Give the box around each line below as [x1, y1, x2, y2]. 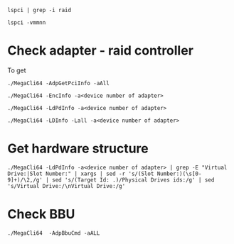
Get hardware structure [7, 140, 149, 157]
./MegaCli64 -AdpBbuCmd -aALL [7, 229, 100, 237]
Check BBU [7, 206, 75, 223]
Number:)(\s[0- [156, 170, 202, 177]
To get [7, 66, 26, 74]
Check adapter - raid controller [7, 43, 194, 59]
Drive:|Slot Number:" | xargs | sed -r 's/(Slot [7, 170, 154, 177]
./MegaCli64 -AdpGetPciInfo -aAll [7, 79, 110, 87]
